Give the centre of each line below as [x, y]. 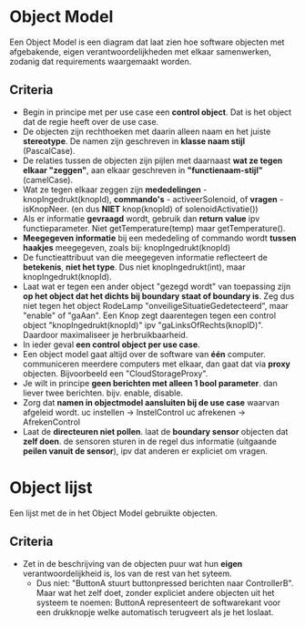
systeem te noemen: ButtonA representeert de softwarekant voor [158, 602]
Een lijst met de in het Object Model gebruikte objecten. [114, 513]
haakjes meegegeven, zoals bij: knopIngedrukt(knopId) [127, 247]
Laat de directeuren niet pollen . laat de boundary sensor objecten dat [155, 431]
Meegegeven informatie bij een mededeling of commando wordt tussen [159, 238]
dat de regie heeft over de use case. [91, 121]
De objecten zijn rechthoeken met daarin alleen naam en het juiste [147, 131]
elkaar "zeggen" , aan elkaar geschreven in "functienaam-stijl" [142, 170]
